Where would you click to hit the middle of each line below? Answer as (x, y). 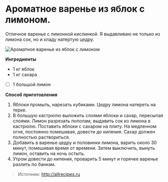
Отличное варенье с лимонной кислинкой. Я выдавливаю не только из (83, 34)
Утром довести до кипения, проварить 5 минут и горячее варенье (85, 159)
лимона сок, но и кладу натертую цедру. (50, 39)
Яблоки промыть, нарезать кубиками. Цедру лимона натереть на (84, 105)
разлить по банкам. (34, 164)
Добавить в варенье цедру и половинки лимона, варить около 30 (85, 143)
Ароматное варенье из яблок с (75, 9)
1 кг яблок (23, 69)
